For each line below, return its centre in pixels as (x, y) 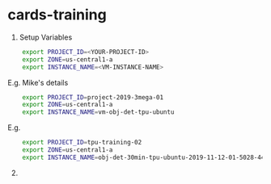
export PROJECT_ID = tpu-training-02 (82, 143)
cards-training (57, 15)
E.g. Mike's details (38, 82)
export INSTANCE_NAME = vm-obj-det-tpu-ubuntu (98, 112)
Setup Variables (46, 37)
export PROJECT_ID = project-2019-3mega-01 (93, 97)
